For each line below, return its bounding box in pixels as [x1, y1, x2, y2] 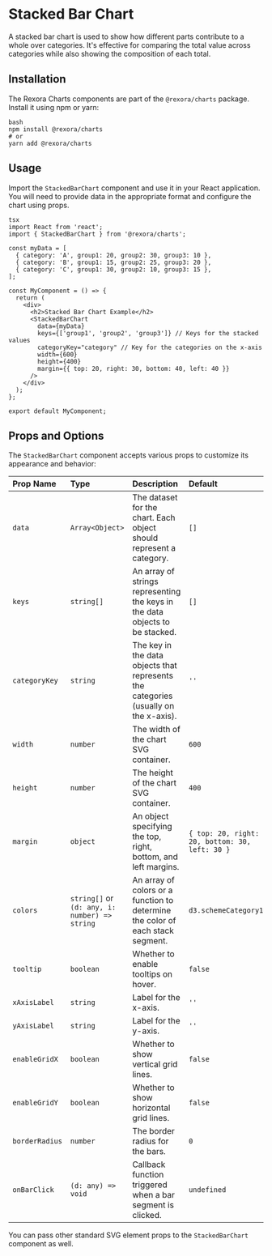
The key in [132, 640, 172, 651]
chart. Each [132, 512, 176, 523]
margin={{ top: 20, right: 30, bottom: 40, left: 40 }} [37, 364, 230, 373]
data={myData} [37, 321, 85, 330]
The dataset [132, 492, 178, 503]
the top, [132, 831, 162, 842]
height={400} [37, 357, 82, 365]
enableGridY [12, 1098, 59, 1108]
